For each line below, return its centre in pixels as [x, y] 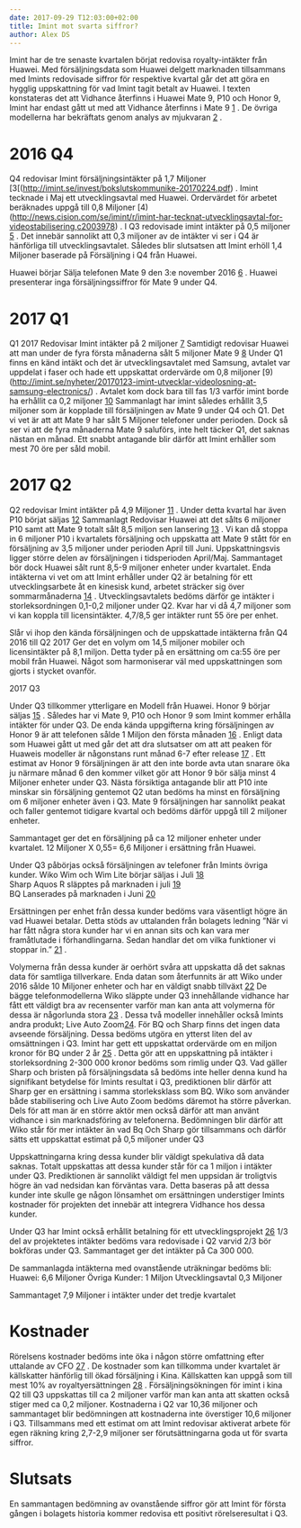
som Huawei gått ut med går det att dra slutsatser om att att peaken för [141, 745]
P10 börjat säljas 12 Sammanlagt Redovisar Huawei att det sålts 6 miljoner [145, 520]
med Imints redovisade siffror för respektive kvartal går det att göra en [139, 79]
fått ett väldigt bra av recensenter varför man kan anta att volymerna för [142, 1006]
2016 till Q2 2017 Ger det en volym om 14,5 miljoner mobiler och [127, 642]
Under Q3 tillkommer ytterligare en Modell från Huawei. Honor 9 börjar [140, 706]
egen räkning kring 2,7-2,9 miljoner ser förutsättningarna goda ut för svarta [149, 1433]
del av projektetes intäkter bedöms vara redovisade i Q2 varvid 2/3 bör [140, 1241]
